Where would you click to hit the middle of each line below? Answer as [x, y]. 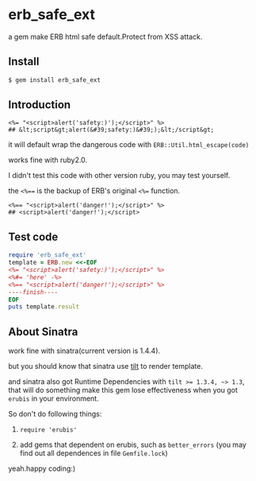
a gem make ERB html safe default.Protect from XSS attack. [105, 37]
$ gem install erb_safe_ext [55, 80]
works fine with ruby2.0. [48, 160]
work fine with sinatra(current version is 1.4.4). [84, 351]
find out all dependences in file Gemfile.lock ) [94, 453]
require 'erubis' [48, 430]
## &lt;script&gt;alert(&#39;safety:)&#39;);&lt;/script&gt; [111, 130]
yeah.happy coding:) [42, 469]
